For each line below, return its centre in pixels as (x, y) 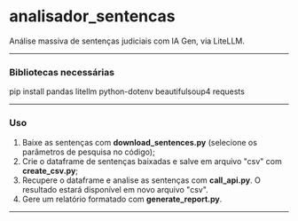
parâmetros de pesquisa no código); (88, 152)
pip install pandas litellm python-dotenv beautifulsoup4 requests (127, 91)
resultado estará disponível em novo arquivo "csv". (115, 189)
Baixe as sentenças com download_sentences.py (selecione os (139, 142)
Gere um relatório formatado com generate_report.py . (122, 199)
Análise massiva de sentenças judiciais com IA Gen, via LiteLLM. (127, 41)
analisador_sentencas (92, 16)
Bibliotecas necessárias (62, 72)
